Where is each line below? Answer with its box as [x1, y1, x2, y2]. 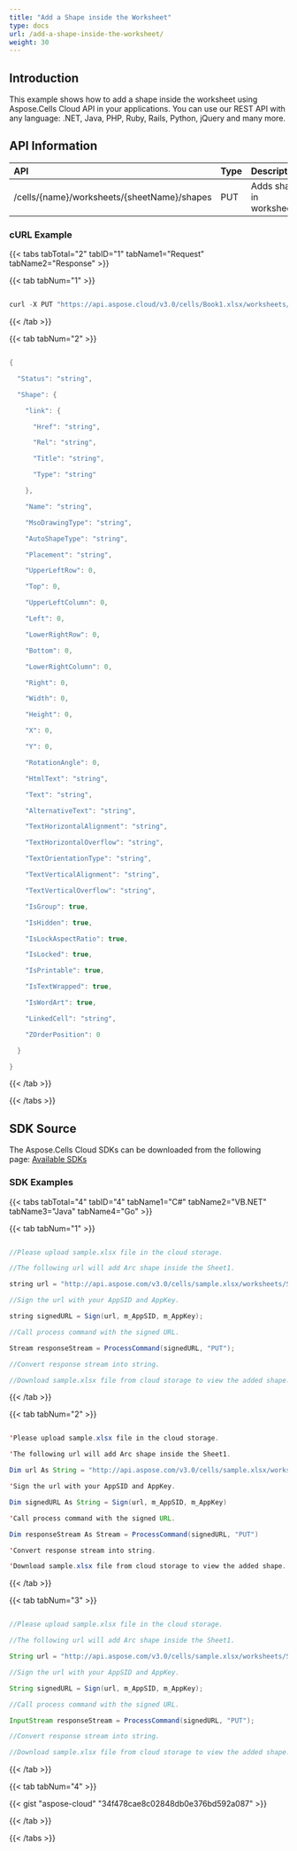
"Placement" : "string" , [25, 551, 113, 559]
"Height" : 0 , [25, 710, 73, 719]
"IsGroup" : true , [25, 902, 89, 911]
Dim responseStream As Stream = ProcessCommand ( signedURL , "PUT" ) [9, 1530, 259, 1539]
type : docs [9, 21, 49, 30]
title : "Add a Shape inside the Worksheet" [9, 12, 172, 22]
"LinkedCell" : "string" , [25, 1014, 117, 1023]
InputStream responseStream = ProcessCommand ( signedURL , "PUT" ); [9, 1716, 255, 1725]
